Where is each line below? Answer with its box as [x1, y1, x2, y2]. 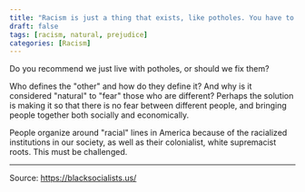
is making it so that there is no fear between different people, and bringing [9, 101, 288, 111]
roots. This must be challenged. [9, 147, 128, 158]
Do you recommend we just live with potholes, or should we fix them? [9, 63, 270, 74]
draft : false [9, 22, 59, 31]
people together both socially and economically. [9, 110, 190, 120]
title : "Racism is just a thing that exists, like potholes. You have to [9, 13, 295, 23]
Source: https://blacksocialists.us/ [9, 173, 137, 184]
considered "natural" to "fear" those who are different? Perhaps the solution [9, 91, 294, 101]
